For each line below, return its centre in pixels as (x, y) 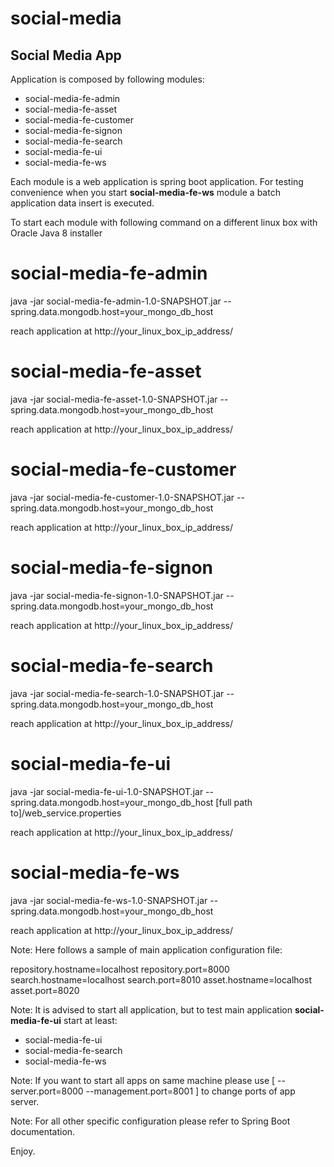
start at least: (90, 1020)
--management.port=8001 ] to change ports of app (190, 1091)
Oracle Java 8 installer (56, 233)
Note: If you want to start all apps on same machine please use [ (143, 1080)
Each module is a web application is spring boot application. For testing (157, 181)
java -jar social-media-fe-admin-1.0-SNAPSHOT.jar (116, 301)
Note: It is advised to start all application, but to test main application (151, 1009)
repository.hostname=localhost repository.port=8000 (120, 969)
